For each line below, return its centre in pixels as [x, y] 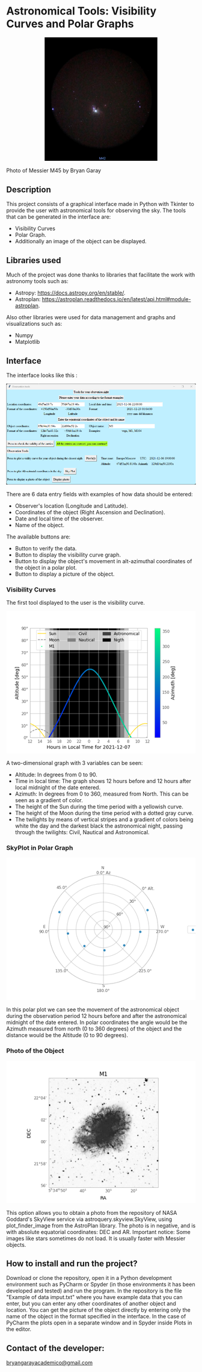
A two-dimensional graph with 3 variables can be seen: [75, 763]
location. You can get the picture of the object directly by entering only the [99, 1310]
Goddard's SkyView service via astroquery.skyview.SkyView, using [89, 1219]
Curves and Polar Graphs [70, 24]
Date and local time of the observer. [59, 519]
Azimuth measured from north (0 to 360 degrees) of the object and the [94, 1029]
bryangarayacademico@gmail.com [50, 1363]
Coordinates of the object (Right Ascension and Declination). [90, 512]
